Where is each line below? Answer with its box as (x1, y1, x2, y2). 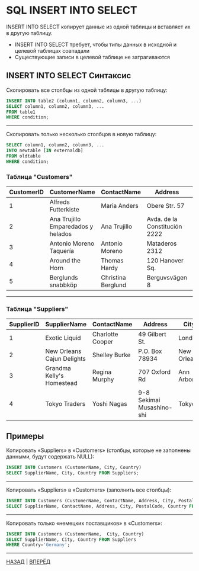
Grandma (45, 364, 71, 373)
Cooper (92, 338, 114, 346)
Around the (49, 256, 81, 265)
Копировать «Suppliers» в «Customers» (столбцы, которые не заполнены (6, 447, 191, 454)
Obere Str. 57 (146, 202, 185, 210)
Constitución (146, 223, 182, 231)
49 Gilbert (138, 330, 166, 338)
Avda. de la (146, 215, 178, 223)
